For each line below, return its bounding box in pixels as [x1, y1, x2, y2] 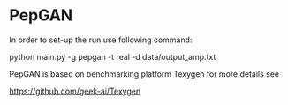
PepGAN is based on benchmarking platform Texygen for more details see [9, 68, 280, 79]
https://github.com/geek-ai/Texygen [9, 86, 141, 96]
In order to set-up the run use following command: [9, 34, 193, 45]
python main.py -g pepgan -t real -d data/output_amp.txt [9, 51, 216, 62]
